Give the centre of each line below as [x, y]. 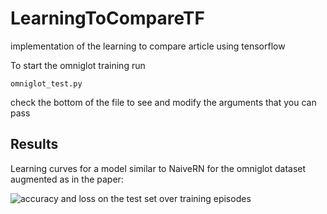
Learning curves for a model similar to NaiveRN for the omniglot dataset [158, 168]
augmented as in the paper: [67, 179]
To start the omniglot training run [78, 65]
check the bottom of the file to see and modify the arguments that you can [163, 102]
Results [34, 144]
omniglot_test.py [46, 83]
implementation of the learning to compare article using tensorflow [148, 46]
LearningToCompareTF [107, 18]
